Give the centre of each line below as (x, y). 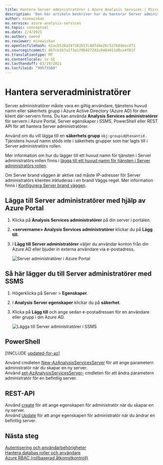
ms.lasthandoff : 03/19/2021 (33, 64)
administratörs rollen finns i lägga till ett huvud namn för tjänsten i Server (78, 160)
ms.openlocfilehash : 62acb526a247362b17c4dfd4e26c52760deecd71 (70, 46)
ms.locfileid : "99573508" (31, 68)
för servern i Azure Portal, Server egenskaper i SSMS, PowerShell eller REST (81, 121)
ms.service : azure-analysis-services (43, 23)
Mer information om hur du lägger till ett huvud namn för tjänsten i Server (78, 155)
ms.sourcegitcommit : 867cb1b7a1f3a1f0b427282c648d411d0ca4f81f (70, 50)
